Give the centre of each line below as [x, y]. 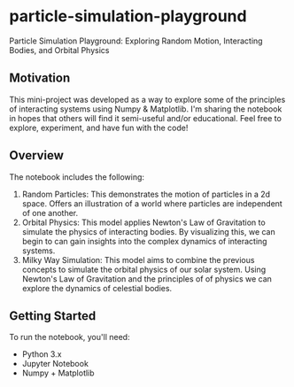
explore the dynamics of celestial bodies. [97, 288]
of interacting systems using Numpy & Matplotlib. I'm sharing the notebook [146, 109]
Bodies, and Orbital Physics [59, 50]
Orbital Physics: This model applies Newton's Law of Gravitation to [143, 222]
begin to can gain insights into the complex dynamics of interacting [144, 241]
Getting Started [53, 316]
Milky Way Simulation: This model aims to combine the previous [138, 259]
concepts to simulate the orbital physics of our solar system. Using [144, 269]
